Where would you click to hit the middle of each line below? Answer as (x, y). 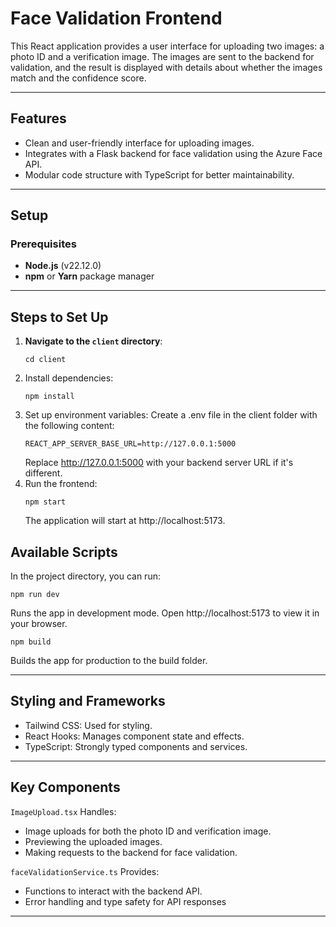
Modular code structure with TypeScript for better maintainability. (159, 174)
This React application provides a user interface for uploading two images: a (167, 46)
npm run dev (35, 595)
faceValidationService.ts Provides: (85, 871)
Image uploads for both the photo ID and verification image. (148, 831)
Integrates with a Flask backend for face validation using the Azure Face (173, 153)
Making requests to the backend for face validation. (131, 852)
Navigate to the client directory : (93, 341)
